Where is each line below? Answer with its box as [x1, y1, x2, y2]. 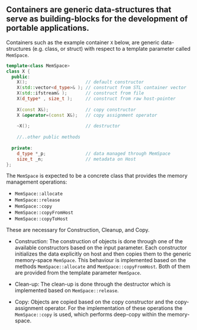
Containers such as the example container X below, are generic [6, 38, 160, 46]
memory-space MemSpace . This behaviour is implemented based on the [14, 257, 186, 264]
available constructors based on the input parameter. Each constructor [14, 244, 188, 251]
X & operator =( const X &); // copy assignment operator [17, 112, 158, 118]
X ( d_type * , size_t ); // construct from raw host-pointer [17, 96, 176, 102]
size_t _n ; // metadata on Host [17, 156, 136, 162]
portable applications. [6, 23, 90, 33]
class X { [6, 68, 31, 74]
